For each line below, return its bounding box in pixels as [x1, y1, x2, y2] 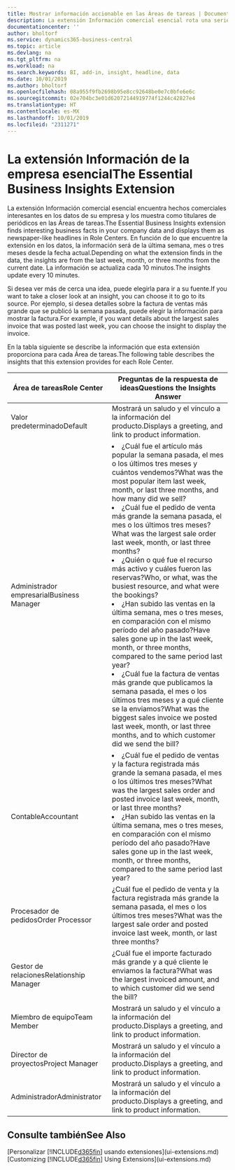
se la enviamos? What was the [111, 704, 210, 714]
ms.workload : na [7, 62, 55, 69]
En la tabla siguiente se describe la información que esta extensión [7, 343, 200, 351]
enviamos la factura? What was [111, 966, 213, 976]
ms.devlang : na [7, 50, 52, 57]
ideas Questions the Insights [120, 383, 216, 393]
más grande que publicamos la [111, 677, 213, 687]
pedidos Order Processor [10, 915, 92, 925]
